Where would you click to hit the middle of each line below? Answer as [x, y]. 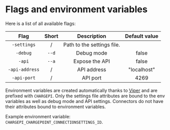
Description [92, 36]
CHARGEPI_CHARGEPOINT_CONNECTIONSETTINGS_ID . [54, 122]
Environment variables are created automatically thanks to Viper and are [81, 90]
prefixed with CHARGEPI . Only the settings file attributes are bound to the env [85, 96]
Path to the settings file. [92, 44]
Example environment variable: [38, 116]
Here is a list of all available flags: [40, 23]
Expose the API [92, 61]
